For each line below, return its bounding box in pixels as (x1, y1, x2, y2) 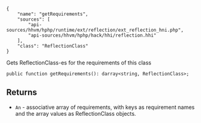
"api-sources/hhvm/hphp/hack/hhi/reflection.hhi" (28, 32, 157, 38)
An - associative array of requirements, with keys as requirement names (15, 104, 195, 111)
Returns (6, 87, 38, 97)
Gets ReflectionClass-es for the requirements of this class (6, 59, 152, 66)
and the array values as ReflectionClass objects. (15, 110, 136, 117)
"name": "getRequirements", (17, 11, 88, 17)
